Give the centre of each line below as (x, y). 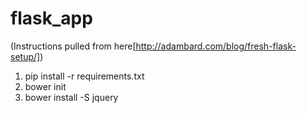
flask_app (51, 18)
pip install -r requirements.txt (84, 76)
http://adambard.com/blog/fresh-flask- (216, 46)
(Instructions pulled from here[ (73, 46)
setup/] (25, 56)
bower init (45, 86)
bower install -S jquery (71, 97)
